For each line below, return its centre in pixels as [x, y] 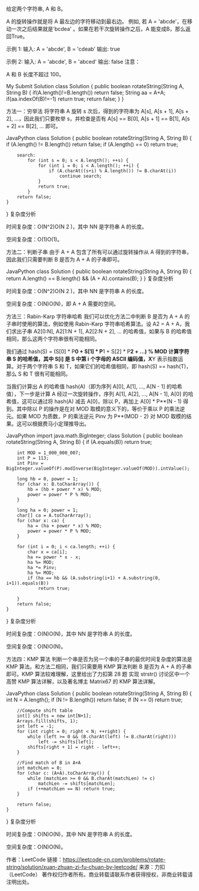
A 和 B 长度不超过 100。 [35, 74]
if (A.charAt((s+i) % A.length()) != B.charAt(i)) [113, 171]
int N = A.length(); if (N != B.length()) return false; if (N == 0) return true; [94, 700]
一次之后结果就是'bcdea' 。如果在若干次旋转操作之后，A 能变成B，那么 [98, 29]
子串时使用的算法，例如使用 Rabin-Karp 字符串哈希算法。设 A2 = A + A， [96, 324]
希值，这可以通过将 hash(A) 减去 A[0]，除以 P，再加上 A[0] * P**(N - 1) [94, 401]
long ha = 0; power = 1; [48, 510]
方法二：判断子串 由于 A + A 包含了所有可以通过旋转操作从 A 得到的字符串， [99, 252]
